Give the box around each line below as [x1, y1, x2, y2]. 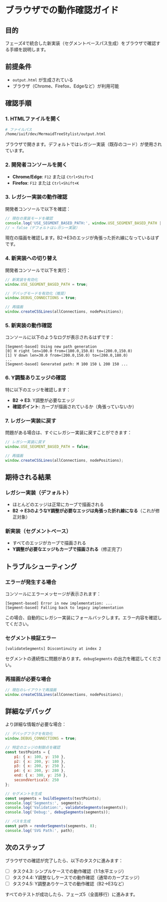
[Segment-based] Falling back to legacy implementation [5, 605, 124, 610]
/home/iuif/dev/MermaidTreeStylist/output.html [5, 132, 106, 137]
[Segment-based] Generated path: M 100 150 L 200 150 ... [5, 362, 128, 367]
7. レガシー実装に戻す [5, 417, 56, 424]
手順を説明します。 [9, 47, 49, 53]
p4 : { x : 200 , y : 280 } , [14, 768, 66, 773]
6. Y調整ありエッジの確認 [5, 374, 66, 381]
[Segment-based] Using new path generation [5, 344, 97, 349]
